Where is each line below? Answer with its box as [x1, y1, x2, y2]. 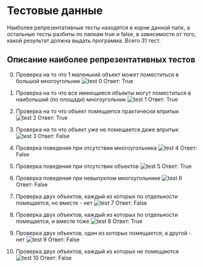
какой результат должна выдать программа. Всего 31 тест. [7, 37, 161, 44]
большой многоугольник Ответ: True [15, 77, 134, 84]
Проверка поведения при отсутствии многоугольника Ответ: [15, 144, 198, 152]
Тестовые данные [7, 4, 103, 18]
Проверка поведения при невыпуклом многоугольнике [15, 174, 161, 181]
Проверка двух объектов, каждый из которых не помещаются [15, 247, 179, 255]
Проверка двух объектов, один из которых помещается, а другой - [15, 229, 191, 236]
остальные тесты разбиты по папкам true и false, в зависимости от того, [7, 30, 196, 37]
